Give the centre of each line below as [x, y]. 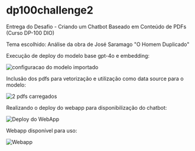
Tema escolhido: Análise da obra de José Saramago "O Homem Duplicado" [98, 44]
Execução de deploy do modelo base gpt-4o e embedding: [78, 55]
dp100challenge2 [50, 10]
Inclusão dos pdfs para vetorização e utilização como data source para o [95, 78]
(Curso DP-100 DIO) [30, 32]
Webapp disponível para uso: [42, 130]
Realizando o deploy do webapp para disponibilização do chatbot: [87, 107]
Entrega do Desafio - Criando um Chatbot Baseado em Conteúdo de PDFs [96, 27]
